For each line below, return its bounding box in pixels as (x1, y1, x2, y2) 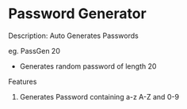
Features (8, 77, 37, 86)
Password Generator (8, 5, 147, 23)
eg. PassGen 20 (8, 46, 61, 55)
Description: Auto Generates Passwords (8, 31, 139, 40)
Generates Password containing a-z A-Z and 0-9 (19, 92, 180, 101)
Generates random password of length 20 (19, 61, 157, 71)
